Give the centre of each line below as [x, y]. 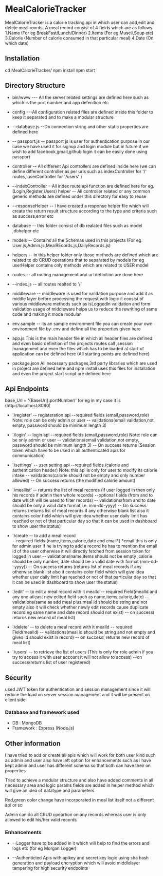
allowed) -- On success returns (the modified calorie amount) [74, 480]
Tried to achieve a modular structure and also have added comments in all [79, 780]
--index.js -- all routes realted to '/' [47, 284]
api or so [14, 805]
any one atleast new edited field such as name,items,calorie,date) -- [81, 597]
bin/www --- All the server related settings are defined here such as [80, 97]
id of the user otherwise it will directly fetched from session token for [81, 551]
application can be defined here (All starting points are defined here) [81, 354]
